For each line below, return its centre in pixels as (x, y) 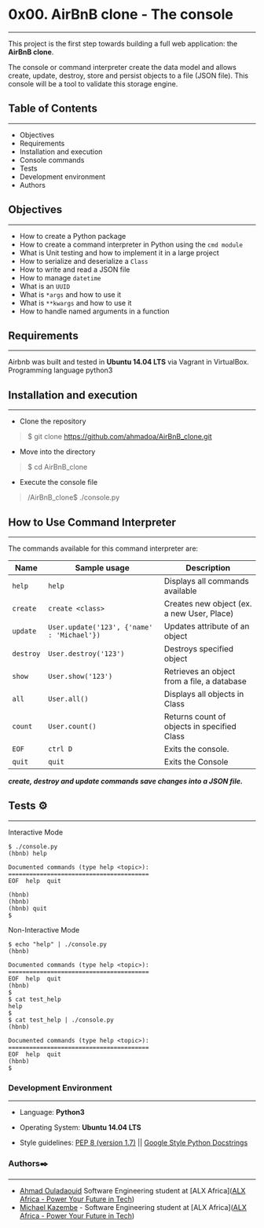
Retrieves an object (200, 671)
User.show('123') (81, 676)
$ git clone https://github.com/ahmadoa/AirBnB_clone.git (119, 437)
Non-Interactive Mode (44, 929)
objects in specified (200, 726)
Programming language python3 (60, 370)
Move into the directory (57, 452)
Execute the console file (59, 482)
